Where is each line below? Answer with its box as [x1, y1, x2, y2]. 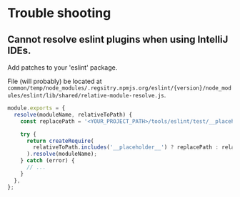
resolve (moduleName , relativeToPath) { [14, 111, 133, 118]
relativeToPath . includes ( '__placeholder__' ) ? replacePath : [33, 144, 219, 151]
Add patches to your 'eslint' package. [7, 63, 118, 72]
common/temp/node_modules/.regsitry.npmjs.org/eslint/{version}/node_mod [7, 85, 232, 92]
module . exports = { [7, 105, 66, 112]
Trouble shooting [7, 5, 111, 21]
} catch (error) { [20, 157, 75, 164]
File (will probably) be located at [7, 77, 102, 85]
